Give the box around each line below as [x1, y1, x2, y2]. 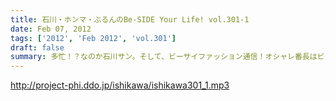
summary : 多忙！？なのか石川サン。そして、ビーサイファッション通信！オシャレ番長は [10, 52, 318, 62]
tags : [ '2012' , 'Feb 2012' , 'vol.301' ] [10, 33, 177, 43]
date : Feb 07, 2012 [10, 24, 92, 34]
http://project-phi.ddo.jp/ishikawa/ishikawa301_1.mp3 [10, 79, 230, 91]
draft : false [10, 42, 65, 53]
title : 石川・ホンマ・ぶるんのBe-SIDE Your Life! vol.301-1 [10, 14, 250, 25]
